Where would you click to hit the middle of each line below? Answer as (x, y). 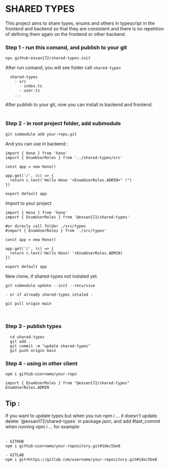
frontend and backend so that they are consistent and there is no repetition (85, 28)
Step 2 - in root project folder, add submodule (63, 123)
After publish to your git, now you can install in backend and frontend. (79, 105)
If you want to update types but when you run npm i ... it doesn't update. (82, 416)
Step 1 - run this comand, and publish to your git (66, 47)
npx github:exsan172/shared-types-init (48, 58)
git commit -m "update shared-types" (50, 346)
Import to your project (29, 203)
